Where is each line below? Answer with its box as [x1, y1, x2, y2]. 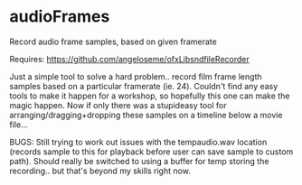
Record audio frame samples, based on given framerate [9, 36, 217, 47]
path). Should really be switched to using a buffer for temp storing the [9, 155, 269, 166]
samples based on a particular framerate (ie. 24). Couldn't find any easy [9, 80, 278, 91]
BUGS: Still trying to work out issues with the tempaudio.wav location [9, 136, 268, 147]
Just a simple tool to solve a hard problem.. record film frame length [9, 70, 262, 82]
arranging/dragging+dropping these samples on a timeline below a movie [9, 109, 283, 120]
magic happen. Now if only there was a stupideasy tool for [9, 99, 227, 110]
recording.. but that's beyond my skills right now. [9, 165, 192, 176]
